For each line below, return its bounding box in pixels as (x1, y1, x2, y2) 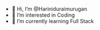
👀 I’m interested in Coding (11, 12, 75, 18)
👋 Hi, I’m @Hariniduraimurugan (11, 6, 88, 12)
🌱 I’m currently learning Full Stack (11, 18, 94, 24)
